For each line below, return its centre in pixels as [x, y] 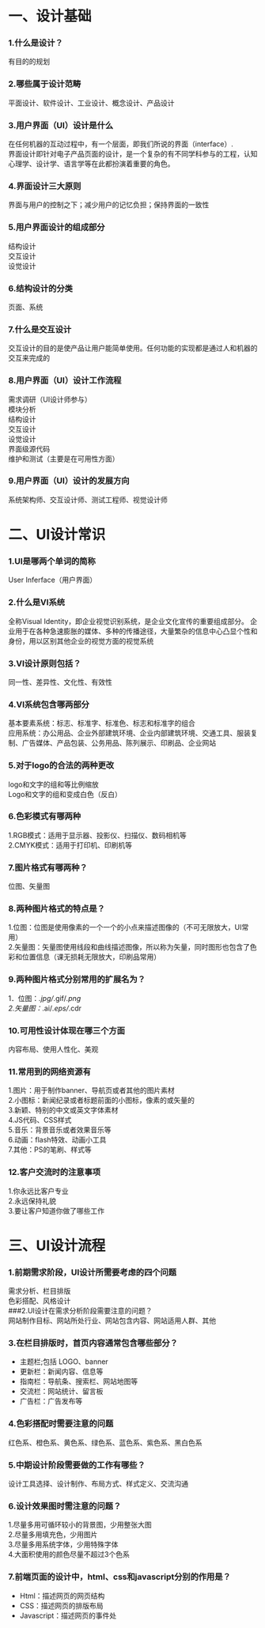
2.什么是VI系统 [37, 602]
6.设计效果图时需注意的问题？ [65, 1505]
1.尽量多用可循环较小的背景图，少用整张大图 [80, 1525]
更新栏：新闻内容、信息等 [61, 1372]
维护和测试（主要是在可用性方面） [64, 459]
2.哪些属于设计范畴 [45, 84]
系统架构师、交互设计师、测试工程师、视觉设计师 [88, 500]
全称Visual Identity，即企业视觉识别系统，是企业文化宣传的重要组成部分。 [129, 621]
